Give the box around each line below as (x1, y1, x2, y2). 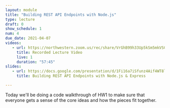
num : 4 (5, 31, 19, 36)
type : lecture (5, 17, 35, 22)
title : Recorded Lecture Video (16, 50, 82, 55)
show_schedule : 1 (5, 26, 42, 31)
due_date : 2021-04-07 (5, 36, 51, 41)
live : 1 (16, 54, 33, 60)
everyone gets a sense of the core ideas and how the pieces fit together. (5, 97, 157, 103)
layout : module (5, 7, 37, 13)
